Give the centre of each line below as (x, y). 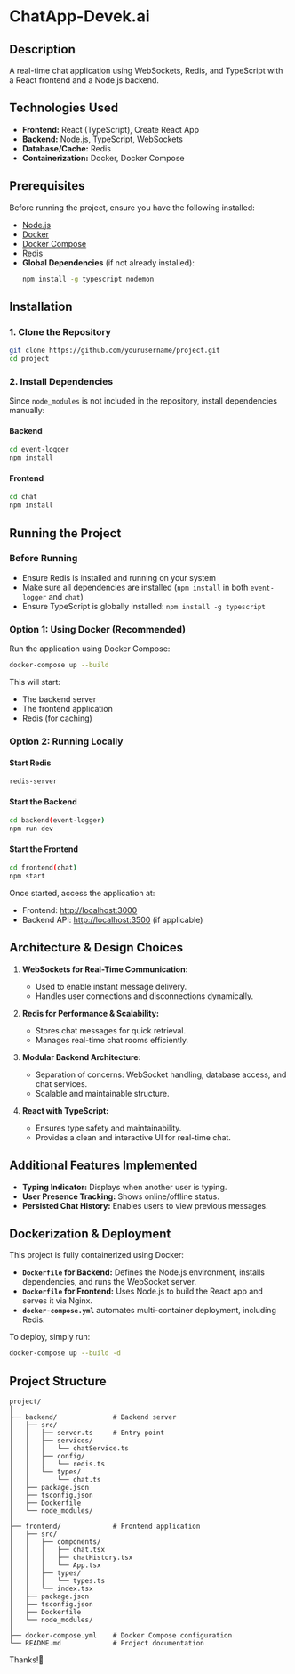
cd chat (24, 497)
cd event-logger (39, 450)
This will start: (35, 682)
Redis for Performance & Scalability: (91, 1013)
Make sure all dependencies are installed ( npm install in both (135, 587)
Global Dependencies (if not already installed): (108, 262)
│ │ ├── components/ (55, 1542)
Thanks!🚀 (27, 1660)
